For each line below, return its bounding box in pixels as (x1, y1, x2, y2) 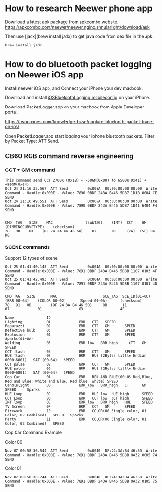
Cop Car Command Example (5, 430, 62, 435)
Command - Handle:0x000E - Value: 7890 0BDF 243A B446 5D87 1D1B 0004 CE (5, 190, 158, 195)
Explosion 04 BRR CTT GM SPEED (5, 332, 136, 337)
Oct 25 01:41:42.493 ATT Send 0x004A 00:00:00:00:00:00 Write (5, 277, 158, 282)
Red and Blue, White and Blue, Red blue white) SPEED (5, 379, 118, 384)
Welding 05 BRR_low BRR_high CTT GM (5, 340, 146, 345)
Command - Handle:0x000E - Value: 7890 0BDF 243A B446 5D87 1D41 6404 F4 (5, 203, 158, 208)
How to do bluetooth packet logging (5, 59, 152, 70)
